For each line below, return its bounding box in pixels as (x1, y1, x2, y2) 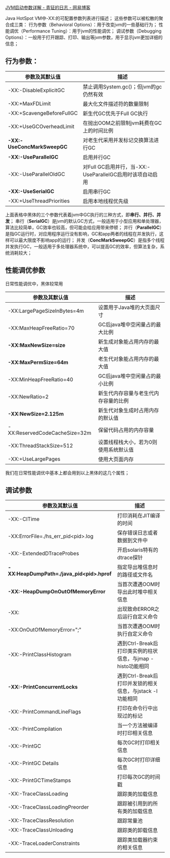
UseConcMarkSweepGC (8, 143, 68, 150)
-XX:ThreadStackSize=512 (8, 442, 73, 449)
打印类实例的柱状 (117, 647, 158, 655)
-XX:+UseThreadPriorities (8, 197, 70, 204)
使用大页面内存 (98, 456, 134, 463)
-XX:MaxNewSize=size (8, 341, 66, 348)
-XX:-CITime (8, 516, 39, 523)
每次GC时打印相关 (117, 739, 160, 746)
